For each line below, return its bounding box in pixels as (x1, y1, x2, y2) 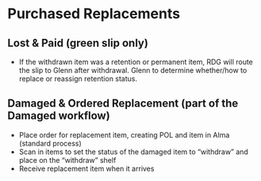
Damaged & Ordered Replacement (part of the (7, 96, 239, 111)
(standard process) (18, 138, 83, 148)
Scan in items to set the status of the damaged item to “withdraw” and (18, 147, 249, 156)
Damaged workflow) (7, 109, 110, 123)
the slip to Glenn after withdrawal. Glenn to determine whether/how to (18, 66, 248, 75)
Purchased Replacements (7, 5, 180, 23)
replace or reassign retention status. (18, 74, 138, 83)
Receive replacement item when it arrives (18, 164, 155, 173)
